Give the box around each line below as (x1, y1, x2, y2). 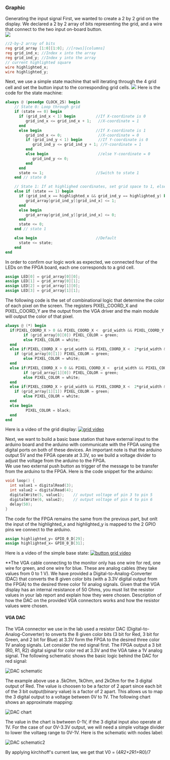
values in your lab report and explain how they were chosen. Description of (5, 592, 162, 598)
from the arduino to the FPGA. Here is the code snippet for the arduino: (5, 469, 153, 475)
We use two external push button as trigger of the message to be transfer (5, 463, 158, 469)
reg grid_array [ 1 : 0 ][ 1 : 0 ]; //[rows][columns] (5, 46, 105, 51)
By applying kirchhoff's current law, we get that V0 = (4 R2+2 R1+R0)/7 (5, 749, 151, 755)
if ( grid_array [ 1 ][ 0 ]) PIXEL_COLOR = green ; (23, 370, 119, 375)
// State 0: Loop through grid (14, 104, 80, 110)
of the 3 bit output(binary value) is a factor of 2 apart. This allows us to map (5, 688, 163, 694)
